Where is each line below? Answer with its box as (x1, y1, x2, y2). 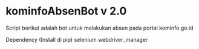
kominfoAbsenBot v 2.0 (5, 4, 127, 18)
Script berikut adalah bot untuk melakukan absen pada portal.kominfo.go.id (5, 24, 194, 31)
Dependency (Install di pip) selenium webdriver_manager (5, 36, 148, 43)
